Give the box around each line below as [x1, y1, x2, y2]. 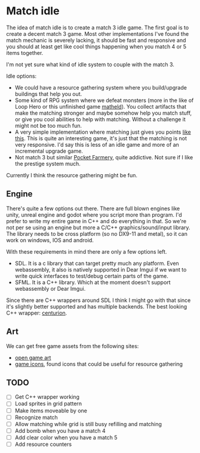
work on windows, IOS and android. [6, 236, 94, 244]
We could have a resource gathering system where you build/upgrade [14, 84, 187, 91]
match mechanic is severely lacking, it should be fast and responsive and [6, 36, 186, 44]
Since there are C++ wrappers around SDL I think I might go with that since [6, 297, 191, 304]
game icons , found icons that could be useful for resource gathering [14, 360, 183, 368]
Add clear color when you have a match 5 [14, 434, 118, 441]
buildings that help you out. [14, 90, 82, 97]
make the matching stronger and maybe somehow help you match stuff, [14, 109, 192, 116]
